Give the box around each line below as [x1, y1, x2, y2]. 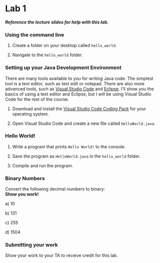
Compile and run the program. [12, 163, 74, 168]
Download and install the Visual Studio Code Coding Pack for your [12, 106, 146, 112]
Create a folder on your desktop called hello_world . [12, 43, 117, 48]
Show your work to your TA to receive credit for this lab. [5, 253, 118, 259]
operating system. [12, 111, 49, 117]
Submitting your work [5, 241, 58, 248]
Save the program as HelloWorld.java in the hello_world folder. [12, 153, 141, 159]
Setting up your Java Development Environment [5, 64, 122, 71]
